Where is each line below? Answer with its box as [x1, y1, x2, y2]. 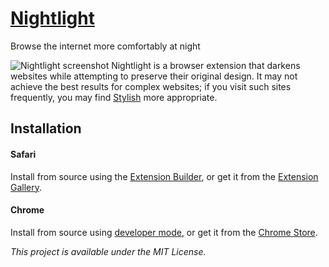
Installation [10, 120, 82, 137]
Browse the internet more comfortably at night [10, 40, 201, 52]
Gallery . [10, 181, 43, 193]
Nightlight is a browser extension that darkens [111, 59, 301, 71]
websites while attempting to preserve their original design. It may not [10, 70, 298, 82]
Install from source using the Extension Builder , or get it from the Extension [10, 170, 319, 182]
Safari [10, 148, 37, 160]
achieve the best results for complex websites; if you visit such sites [10, 80, 292, 92]
